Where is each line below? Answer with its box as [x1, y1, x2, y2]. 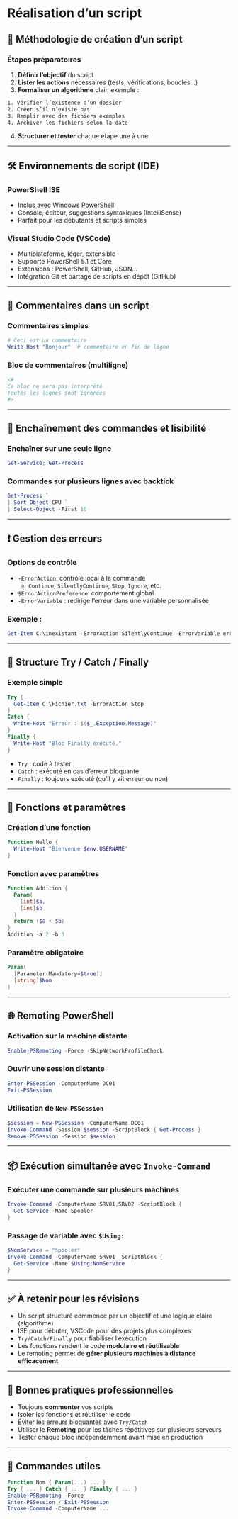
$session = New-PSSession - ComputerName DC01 [7, 1119, 144, 1126]
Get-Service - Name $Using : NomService [13, 1260, 125, 1267]
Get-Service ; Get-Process [7, 459, 84, 467]
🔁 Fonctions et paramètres [7, 801, 126, 813]
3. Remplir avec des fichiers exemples [7, 112, 125, 120]
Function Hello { [7, 839, 59, 846]
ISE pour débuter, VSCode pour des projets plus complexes [17, 1327, 191, 1335]
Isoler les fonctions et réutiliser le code [17, 1411, 131, 1419]
